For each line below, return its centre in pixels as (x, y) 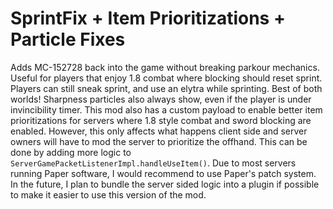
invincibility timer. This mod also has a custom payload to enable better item (166, 109)
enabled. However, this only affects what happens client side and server (159, 131)
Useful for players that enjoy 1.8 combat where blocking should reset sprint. (166, 78)
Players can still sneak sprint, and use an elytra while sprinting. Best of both (166, 88)
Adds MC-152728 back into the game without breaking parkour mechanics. (165, 67)
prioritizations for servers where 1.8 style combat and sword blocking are (161, 120)
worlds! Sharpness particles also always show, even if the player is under (161, 99)
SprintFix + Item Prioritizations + (148, 18)
